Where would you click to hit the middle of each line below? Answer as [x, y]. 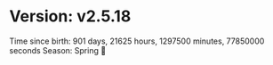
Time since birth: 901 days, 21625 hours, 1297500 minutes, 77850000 [137, 41]
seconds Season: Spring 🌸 [58, 50]
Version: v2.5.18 [70, 16]
